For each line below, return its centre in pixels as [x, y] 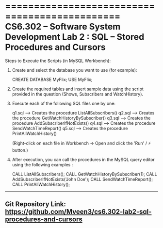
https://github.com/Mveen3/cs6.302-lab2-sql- [78, 212]
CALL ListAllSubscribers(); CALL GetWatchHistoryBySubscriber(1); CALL [84, 174]
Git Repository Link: [36, 204]
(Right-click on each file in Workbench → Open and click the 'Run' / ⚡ [81, 143]
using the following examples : [42, 164]
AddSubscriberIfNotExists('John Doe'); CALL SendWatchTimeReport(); [82, 179]
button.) [20, 150]
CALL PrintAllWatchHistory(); [41, 184]
